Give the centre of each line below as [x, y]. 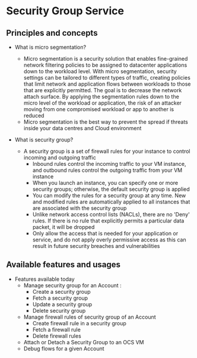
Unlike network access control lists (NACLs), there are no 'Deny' [111, 214]
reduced [34, 115]
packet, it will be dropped [63, 227]
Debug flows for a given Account [64, 348]
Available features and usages [63, 265]
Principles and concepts [52, 33]
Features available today [45, 279]
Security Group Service [65, 11]
